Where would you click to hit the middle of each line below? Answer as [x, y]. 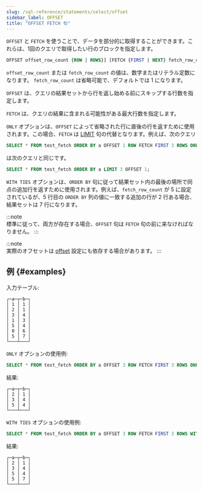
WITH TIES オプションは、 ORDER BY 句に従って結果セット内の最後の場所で [97, 182]
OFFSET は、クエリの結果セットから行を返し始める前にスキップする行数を [97, 93]
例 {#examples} [36, 272]
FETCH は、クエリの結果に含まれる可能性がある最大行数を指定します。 [93, 113]
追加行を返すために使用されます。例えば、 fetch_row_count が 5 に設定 [104, 189]
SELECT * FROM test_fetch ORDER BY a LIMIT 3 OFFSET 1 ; [78, 170]
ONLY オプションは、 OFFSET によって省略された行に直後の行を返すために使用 [101, 127]
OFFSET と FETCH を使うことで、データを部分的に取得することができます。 [97, 41]
